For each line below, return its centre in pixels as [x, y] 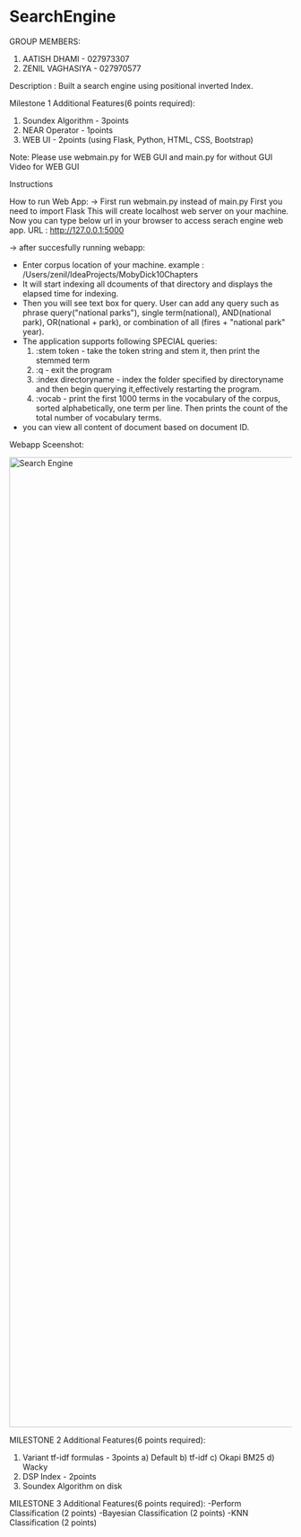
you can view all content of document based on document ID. [136, 427]
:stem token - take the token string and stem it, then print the [148, 350]
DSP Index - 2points [59, 1476]
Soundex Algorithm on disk [72, 1486]
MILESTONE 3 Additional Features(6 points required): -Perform [125, 1503]
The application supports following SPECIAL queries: [120, 341]
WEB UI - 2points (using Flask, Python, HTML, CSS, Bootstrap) [138, 139]
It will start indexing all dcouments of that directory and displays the [147, 284]
